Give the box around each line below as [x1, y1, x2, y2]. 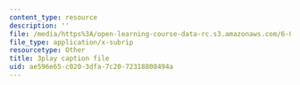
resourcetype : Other [9, 46, 87, 55]
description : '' [9, 21, 70, 30]
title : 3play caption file [9, 54, 110, 63]
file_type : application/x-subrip [9, 37, 134, 47]
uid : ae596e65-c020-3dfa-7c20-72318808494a [9, 63, 174, 72]
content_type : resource [9, 12, 98, 22]
